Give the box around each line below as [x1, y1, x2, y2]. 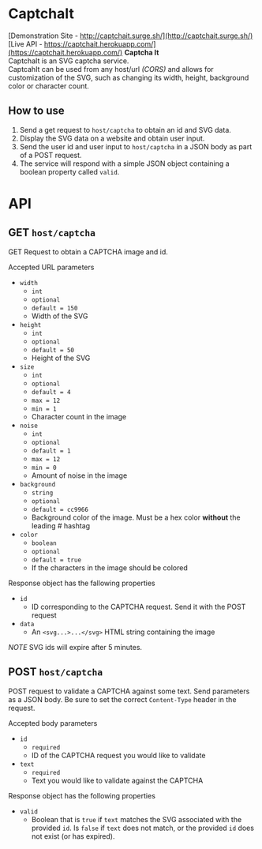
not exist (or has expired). [31, 831, 115, 841]
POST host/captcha [8, 665, 103, 679]
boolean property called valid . [19, 167, 120, 176]
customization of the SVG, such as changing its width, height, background [8, 73, 249, 82]
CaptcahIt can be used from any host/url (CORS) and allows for [8, 64, 215, 73]
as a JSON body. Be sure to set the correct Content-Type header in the [8, 694, 237, 704]
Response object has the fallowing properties [8, 578, 155, 588]
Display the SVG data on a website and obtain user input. [19, 133, 205, 143]
